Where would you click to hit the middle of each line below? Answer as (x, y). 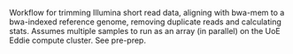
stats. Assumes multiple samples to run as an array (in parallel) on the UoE (145, 31)
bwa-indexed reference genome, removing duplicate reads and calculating (145, 22)
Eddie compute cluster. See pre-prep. (77, 40)
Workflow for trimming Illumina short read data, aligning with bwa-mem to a (147, 13)
